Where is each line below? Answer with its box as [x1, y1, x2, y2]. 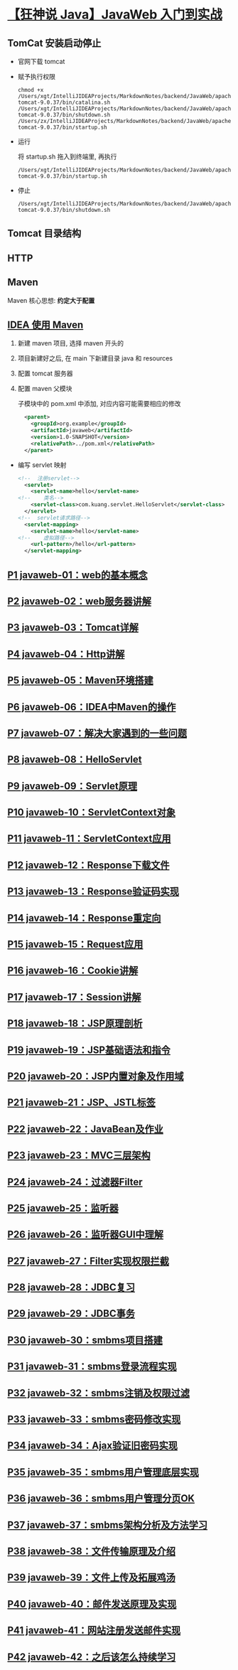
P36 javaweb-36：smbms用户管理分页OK [7, 1492, 195, 1504]
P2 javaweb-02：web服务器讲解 [7, 595, 151, 607]
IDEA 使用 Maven [7, 319, 84, 331]
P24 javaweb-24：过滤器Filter [7, 1176, 144, 1188]
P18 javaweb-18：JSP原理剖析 [7, 1017, 143, 1029]
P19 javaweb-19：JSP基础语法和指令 [7, 1044, 171, 1056]
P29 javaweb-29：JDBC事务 [7, 1307, 135, 1320]
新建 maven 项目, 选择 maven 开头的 [17, 339, 124, 348]
